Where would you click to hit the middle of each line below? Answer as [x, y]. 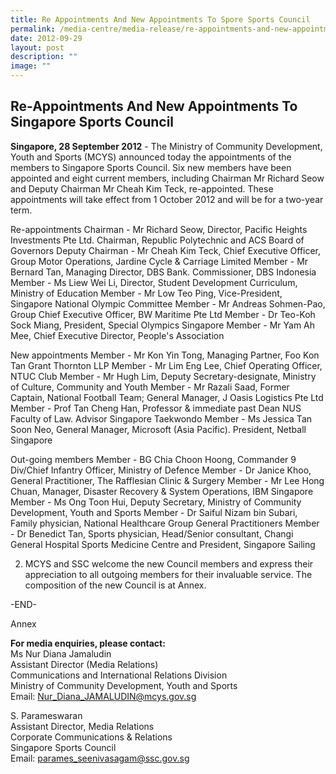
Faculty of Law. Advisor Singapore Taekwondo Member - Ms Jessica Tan [161, 418]
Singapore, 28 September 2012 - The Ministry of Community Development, [166, 146]
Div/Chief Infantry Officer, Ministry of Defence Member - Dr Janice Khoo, [161, 470]
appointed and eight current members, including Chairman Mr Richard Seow [167, 178]
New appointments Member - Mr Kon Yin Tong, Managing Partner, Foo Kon [165, 355]
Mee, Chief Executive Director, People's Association [117, 335]
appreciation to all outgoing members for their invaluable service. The [168, 574]
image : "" [31, 66]
